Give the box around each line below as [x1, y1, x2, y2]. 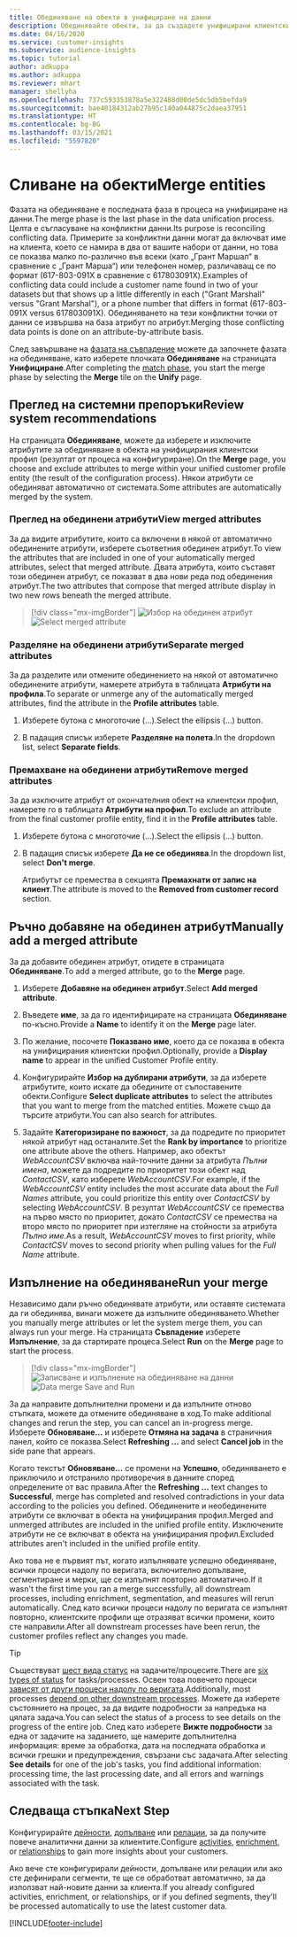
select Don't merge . [21, 857, 95, 868]
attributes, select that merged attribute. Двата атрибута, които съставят [9, 562, 276, 572]
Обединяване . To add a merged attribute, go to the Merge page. [9, 966, 246, 977]
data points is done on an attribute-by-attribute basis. [9, 326, 204, 337]
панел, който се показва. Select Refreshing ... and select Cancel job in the [9, 1437, 284, 1447]
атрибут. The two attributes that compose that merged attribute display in [9, 580, 276, 591]
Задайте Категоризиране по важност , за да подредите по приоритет [21, 1127, 286, 1138]
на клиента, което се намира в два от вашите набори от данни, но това [9, 241, 278, 252]
